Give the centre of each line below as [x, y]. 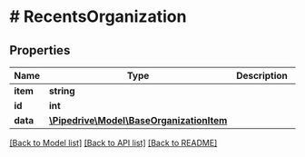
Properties [40, 50]
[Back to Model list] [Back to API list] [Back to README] [113, 143]
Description [262, 76]
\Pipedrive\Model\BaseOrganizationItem [138, 120]
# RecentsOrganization [98, 17]
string [62, 91]
